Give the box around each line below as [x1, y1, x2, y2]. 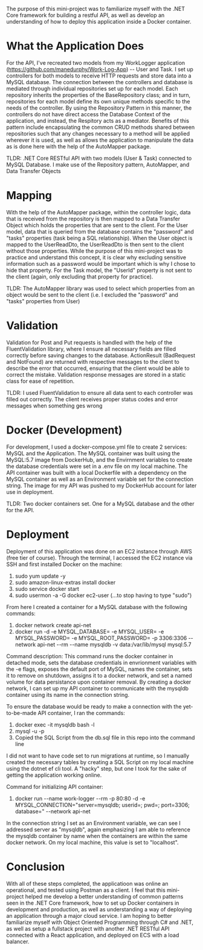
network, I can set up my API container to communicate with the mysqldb [6, 684, 189, 692]
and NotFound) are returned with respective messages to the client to [6, 358, 180, 365]
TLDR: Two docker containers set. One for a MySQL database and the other [6, 500, 195, 507]
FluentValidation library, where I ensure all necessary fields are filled [6, 345, 176, 352]
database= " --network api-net [14, 808, 91, 815]
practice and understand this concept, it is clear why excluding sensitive [6, 254, 186, 261]
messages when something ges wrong [6, 402, 103, 409]
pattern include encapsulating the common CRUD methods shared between [6, 124, 195, 131]
